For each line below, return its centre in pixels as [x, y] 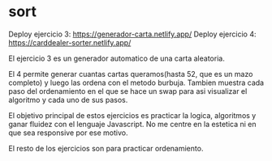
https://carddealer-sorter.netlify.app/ [70, 42]
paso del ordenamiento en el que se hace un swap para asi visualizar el [128, 91]
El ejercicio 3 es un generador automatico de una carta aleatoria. [117, 58]
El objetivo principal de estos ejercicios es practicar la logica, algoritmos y [132, 115]
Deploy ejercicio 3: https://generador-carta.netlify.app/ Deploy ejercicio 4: [132, 34]
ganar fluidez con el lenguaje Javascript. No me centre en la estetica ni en [133, 124]
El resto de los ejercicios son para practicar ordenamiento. [106, 148]
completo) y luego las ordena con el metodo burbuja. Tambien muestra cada [136, 83]
